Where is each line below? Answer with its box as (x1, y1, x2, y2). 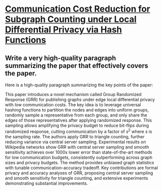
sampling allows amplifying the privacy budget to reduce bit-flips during (5, 123, 149, 128)
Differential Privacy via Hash (5, 24, 122, 35)
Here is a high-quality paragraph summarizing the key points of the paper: (5, 82, 153, 88)
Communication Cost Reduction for (5, 3, 150, 15)
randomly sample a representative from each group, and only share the (5, 112, 147, 118)
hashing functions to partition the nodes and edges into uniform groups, (5, 107, 149, 113)
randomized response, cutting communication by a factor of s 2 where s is (5, 128, 152, 134)
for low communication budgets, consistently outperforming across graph (5, 154, 153, 160)
